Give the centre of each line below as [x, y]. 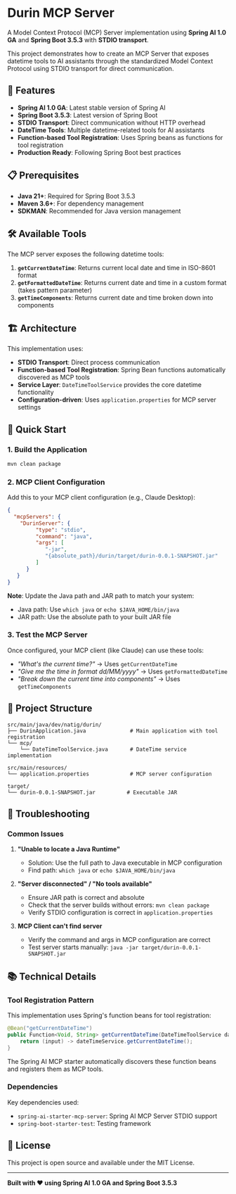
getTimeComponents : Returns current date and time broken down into [115, 298]
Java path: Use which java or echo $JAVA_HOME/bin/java [98, 609]
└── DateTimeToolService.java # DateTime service [104, 749]
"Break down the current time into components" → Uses [99, 679]
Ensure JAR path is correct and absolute [86, 898]
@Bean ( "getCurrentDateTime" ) [50, 1029]
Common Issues [36, 834]
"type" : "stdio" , [61, 530]
